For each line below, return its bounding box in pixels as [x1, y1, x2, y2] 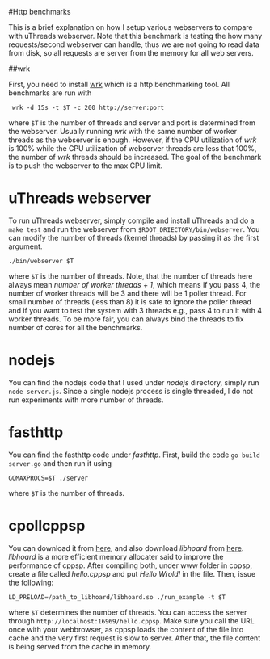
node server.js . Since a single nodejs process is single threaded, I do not [8, 386, 253, 396]
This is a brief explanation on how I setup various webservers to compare [8, 23, 253, 31]
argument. [8, 241, 43, 251]
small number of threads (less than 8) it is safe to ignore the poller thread [8, 296, 252, 306]
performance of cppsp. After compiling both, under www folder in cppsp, [8, 560, 253, 570]
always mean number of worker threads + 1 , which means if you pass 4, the [8, 279, 261, 289]
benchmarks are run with [8, 88, 92, 98]
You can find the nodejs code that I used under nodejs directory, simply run [8, 377, 259, 387]
